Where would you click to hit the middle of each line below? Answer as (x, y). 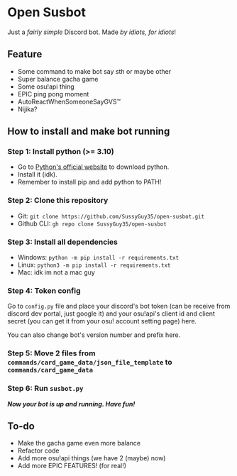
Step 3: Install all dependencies (63, 242)
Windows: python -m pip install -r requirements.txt (98, 258)
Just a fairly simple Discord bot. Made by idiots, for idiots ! (92, 32)
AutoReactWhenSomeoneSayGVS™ (69, 101)
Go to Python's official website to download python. (93, 167)
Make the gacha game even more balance (79, 443)
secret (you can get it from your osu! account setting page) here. (102, 321)
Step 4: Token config (44, 290)
